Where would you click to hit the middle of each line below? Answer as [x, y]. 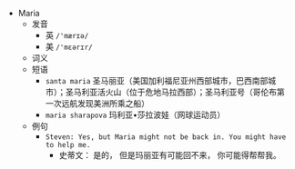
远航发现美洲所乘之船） [106, 103]
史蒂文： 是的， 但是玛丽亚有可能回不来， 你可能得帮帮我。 [170, 155]
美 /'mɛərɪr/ [69, 46]
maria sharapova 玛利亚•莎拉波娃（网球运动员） [135, 114]
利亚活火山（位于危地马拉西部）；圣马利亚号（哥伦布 [179, 92]
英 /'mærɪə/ [67, 35]
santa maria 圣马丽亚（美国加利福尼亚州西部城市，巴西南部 [157, 80]
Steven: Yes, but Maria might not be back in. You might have [166, 137]
